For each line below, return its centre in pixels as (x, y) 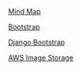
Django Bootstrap (37, 42)
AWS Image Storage (41, 58)
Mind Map (24, 12)
